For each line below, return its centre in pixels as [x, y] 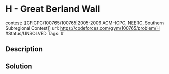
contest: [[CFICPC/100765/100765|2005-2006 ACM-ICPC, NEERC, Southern [85, 23]
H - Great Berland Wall [53, 9]
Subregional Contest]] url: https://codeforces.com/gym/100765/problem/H [83, 28]
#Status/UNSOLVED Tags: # [35, 33]
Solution [19, 66]
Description [24, 49]
